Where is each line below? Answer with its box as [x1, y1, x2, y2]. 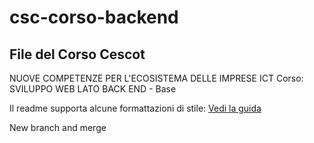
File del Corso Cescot [9, 46, 146, 63]
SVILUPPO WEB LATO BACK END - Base [9, 83, 177, 95]
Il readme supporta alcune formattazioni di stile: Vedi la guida [9, 102, 262, 114]
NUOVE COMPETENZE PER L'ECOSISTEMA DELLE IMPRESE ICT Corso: [9, 72, 304, 84]
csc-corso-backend [9, 6, 179, 29]
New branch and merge [9, 122, 107, 133]
